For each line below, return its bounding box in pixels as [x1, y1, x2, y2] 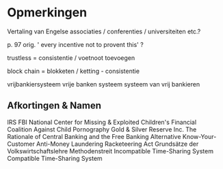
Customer [7, 140, 36, 148]
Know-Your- [182, 132, 217, 140]
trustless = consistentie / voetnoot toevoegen [7, 53, 135, 62]
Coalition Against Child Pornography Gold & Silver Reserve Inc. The [7, 125, 197, 134]
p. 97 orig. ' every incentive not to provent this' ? [7, 40, 144, 48]
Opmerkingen [7, 5, 88, 20]
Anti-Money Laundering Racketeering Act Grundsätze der [36, 140, 199, 148]
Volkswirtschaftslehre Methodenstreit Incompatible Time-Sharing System [7, 147, 214, 155]
